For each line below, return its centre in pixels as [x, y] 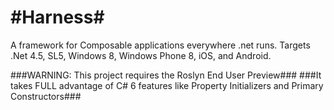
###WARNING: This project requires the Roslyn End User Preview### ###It [166, 75]
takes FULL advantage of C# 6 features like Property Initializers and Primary [167, 85]
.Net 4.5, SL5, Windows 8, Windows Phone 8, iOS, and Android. [141, 55]
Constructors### [46, 96]
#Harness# [57, 17]
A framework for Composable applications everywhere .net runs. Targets [160, 45]
